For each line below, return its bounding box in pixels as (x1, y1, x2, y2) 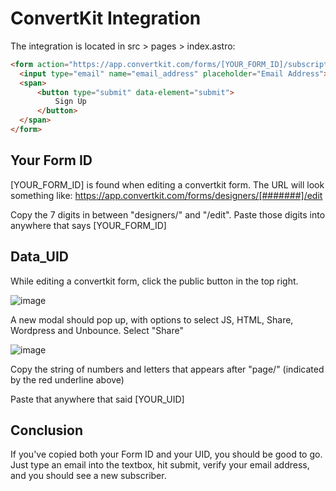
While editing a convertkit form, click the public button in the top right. (10, 275, 299, 287)
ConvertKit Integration (10, 7, 202, 30)
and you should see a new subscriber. (10, 470, 167, 482)
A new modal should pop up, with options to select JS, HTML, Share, (10, 313, 294, 326)
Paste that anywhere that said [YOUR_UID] (10, 393, 185, 405)
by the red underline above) (10, 373, 125, 386)
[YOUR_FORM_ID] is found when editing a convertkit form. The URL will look (10, 178, 325, 191)
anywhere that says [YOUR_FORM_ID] (10, 219, 167, 231)
